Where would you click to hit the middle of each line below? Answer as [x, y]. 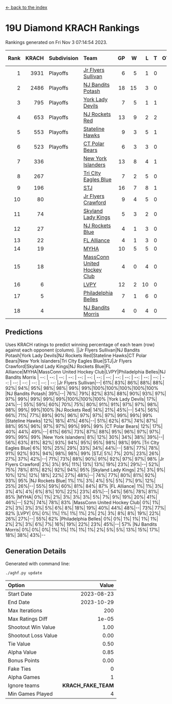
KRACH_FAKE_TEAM [88, 685]
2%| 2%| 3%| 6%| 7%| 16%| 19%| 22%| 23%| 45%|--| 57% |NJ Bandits [81, 524]
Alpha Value [22, 652]
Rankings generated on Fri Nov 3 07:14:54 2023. [56, 42]
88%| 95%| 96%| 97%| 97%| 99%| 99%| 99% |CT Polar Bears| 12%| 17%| [84, 426]
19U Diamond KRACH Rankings [72, 28]
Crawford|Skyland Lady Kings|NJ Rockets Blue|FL [58, 366]
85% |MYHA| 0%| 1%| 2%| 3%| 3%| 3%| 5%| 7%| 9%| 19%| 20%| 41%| [81, 497]
